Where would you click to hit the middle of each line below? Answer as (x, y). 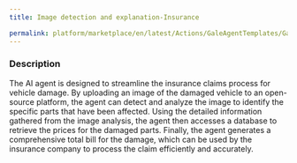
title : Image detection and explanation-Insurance (104, 17)
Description (35, 64)
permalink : (29, 33)
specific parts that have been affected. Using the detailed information (136, 111)
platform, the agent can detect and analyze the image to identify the (160, 101)
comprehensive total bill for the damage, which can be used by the (131, 139)
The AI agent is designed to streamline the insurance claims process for (140, 83)
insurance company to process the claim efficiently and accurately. (131, 148)
